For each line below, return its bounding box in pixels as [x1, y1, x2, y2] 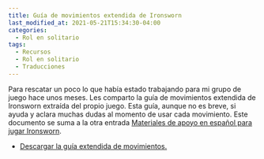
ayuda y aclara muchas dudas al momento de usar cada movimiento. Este [8, 109, 248, 119]
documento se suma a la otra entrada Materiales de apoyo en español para [8, 117, 253, 127]
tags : [8, 41, 26, 49]
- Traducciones [15, 63, 66, 71]
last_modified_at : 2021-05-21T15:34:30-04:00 [8, 19, 160, 27]
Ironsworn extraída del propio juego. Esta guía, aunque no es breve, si [8, 101, 236, 110]
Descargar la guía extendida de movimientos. [19, 141, 168, 150]
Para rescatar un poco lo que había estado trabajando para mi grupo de [8, 84, 242, 94]
